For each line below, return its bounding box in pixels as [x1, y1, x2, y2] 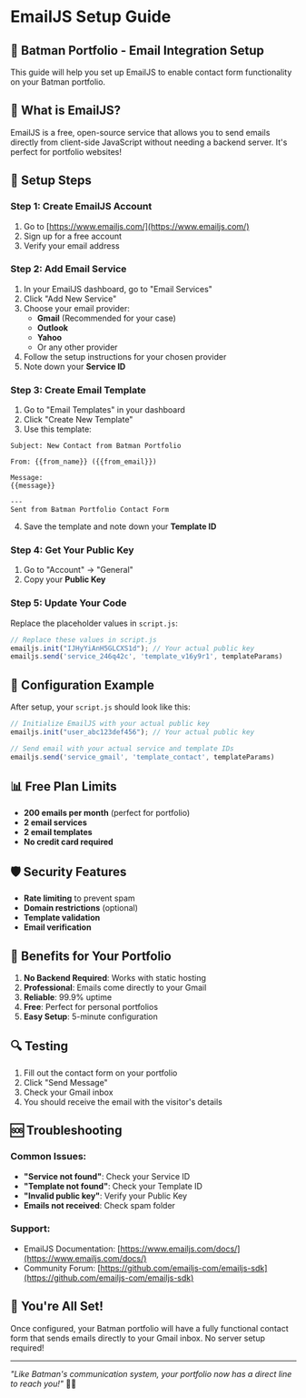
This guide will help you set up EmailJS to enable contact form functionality [10, 66, 292, 77]
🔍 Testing [10, 1038, 69, 1054]
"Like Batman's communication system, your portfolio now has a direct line [10, 1368, 292, 1379]
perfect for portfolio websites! [10, 146, 122, 157]
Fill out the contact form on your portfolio [23, 1067, 178, 1078]
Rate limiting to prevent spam [23, 893, 135, 903]
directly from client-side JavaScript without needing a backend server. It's [10, 137, 288, 148]
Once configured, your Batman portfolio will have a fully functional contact [10, 1322, 289, 1333]
